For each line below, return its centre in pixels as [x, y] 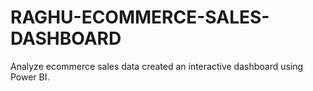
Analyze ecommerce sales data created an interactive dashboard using [157, 66]
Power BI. [30, 77]
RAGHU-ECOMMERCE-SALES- [140, 17]
